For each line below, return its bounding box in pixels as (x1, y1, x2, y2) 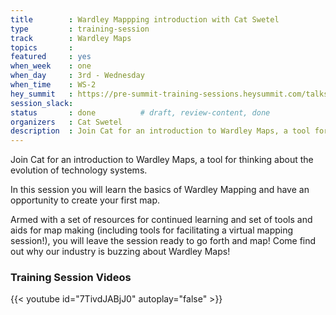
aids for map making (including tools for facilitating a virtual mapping (10, 224, 294, 236)
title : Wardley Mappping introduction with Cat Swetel (10, 14, 280, 25)
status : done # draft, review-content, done (10, 107, 271, 118)
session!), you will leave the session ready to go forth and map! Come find (10, 235, 317, 247)
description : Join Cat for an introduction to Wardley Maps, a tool (10, 126, 311, 136)
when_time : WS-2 (10, 80, 97, 90)
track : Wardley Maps (10, 33, 132, 43)
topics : (10, 42, 74, 53)
